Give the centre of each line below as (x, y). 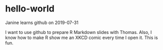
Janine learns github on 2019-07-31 (42, 22)
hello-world (30, 9)
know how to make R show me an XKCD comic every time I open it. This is (82, 37)
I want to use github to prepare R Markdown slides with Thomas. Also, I (78, 32)
